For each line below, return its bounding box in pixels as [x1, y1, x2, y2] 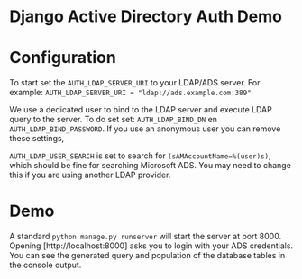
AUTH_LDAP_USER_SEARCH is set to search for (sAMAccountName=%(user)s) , [9, 150, 272, 161]
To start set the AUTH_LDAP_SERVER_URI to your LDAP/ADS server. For [9, 77, 261, 88]
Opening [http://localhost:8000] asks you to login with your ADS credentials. [9, 240, 294, 251]
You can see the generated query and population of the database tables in [9, 250, 286, 261]
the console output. [9, 259, 82, 271]
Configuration [9, 48, 117, 68]
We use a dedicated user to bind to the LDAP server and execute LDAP [9, 104, 272, 115]
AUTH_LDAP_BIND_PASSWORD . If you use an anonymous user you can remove [9, 123, 281, 134]
